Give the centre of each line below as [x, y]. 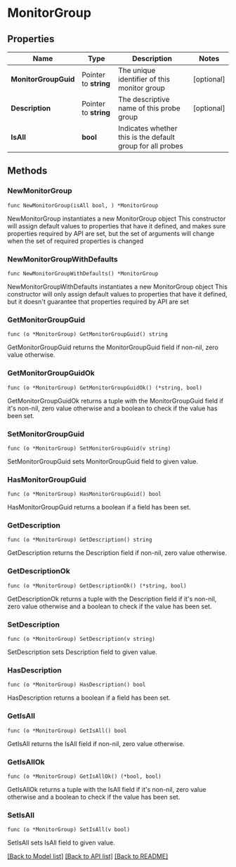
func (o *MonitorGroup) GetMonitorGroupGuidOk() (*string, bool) [105, 388]
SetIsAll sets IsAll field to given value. [61, 843]
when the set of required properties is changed [76, 241]
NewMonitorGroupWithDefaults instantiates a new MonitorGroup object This [118, 287]
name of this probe [149, 108]
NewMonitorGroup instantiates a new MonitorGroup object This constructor [117, 219]
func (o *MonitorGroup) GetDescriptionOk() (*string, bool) [97, 586]
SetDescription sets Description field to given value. [83, 652]
